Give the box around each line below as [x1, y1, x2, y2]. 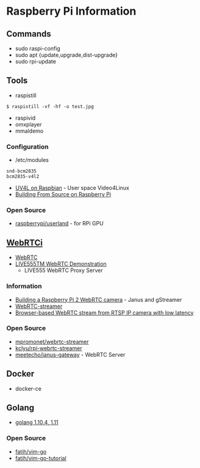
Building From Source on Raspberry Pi [15, 191, 112, 198]
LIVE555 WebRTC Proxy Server [24, 267, 103, 274]
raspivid [15, 114, 36, 122]
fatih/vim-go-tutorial [15, 454, 67, 462]
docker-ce [15, 385, 41, 392]
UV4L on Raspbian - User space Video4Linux [15, 185, 130, 192]
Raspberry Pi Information [6, 4, 137, 18]
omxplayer [15, 120, 42, 128]
